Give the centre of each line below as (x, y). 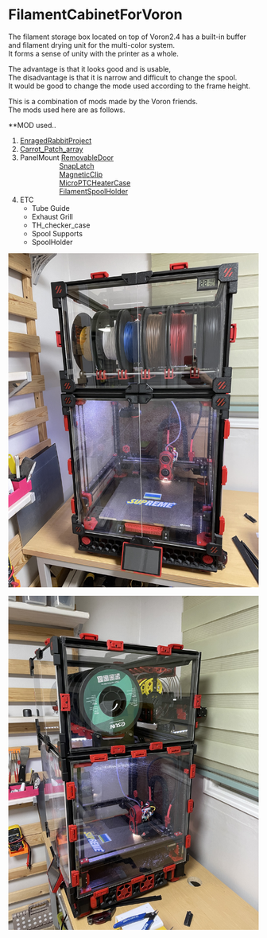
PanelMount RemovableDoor (66, 158)
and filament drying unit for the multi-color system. (92, 45)
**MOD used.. (32, 125)
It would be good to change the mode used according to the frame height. (130, 86)
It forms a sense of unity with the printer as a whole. (93, 53)
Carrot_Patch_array (51, 149)
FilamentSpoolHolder (94, 191)
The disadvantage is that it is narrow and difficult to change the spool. (123, 77)
